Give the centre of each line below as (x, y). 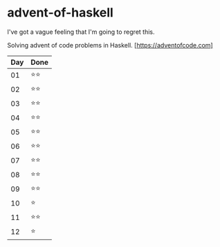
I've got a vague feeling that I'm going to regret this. (81, 32)
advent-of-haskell (61, 13)
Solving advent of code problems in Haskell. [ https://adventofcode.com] (110, 45)
